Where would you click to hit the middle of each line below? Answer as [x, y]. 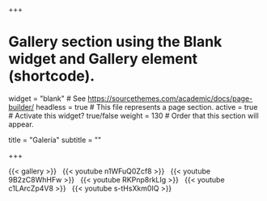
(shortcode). [52, 76]
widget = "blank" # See [47, 98]
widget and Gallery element [103, 59]
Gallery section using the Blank [115, 42]
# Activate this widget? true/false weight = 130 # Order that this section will [133, 115]
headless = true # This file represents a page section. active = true [147, 107]
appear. [21, 124]
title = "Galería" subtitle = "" [55, 140]
